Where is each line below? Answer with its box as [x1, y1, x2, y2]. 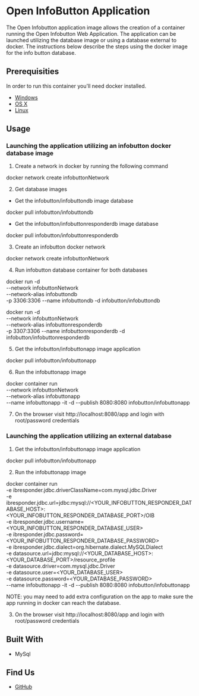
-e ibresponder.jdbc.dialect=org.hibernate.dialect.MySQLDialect [6, 543, 163, 551]
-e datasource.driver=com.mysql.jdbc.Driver [6, 562, 115, 570]
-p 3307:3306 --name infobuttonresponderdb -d [6, 328, 125, 335]
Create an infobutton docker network [14, 243, 106, 251]
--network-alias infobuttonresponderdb [6, 321, 103, 328]
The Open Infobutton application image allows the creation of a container [6, 24, 185, 31]
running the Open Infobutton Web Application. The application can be [6, 30, 176, 37]
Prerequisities [6, 67, 59, 77]
